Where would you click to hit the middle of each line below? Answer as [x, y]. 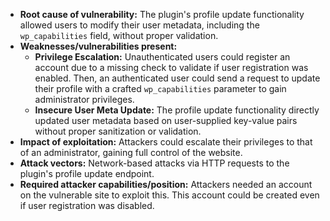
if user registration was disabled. [87, 205]
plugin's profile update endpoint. [87, 173]
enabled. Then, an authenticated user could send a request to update [177, 78]
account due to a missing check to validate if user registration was [171, 67]
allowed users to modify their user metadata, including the [139, 25]
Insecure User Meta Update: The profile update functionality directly [177, 110]
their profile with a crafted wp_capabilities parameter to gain [160, 88]
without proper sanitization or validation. [118, 131]
